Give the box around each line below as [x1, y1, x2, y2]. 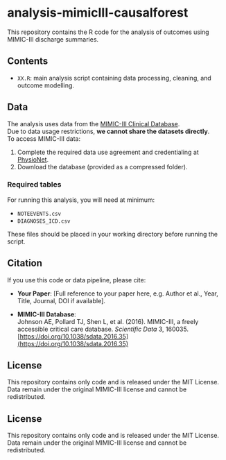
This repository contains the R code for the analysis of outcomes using [7, 28, 209, 36]
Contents [7, 56, 49, 67]
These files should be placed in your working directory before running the [7, 230, 218, 238]
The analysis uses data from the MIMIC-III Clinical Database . [7, 119, 180, 128]
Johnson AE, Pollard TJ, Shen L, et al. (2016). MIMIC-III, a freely [17, 317, 199, 325]
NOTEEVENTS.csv [17, 210, 62, 217]
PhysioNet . [17, 155, 49, 164]
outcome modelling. [17, 81, 75, 90]
